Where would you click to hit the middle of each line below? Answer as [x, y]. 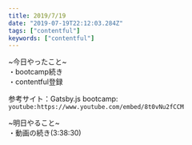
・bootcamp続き [36, 72]
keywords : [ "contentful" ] [51, 38]
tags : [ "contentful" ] [44, 30]
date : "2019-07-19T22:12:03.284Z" [66, 23]
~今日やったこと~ [38, 62]
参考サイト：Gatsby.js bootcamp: [63, 99]
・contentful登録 [36, 82]
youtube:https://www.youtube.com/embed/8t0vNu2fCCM [96, 107]
